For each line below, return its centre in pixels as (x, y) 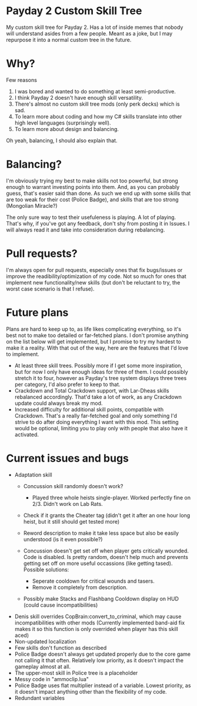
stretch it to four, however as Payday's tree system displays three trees (101, 378)
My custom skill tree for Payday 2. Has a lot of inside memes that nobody (95, 27)
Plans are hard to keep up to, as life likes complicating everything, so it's (94, 329)
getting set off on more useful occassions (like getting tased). (98, 563)
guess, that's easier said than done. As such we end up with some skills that (98, 193)
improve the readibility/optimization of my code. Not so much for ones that (96, 276)
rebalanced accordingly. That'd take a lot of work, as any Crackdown (98, 397)
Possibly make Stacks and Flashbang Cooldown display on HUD (101, 599)
